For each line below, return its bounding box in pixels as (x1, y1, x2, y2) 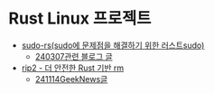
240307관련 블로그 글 (34, 51, 114, 61)
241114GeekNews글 (34, 73, 108, 84)
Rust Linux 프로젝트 (8, 8, 152, 29)
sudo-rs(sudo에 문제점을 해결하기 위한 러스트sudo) (21, 40, 205, 51)
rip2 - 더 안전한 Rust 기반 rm (21, 62, 125, 73)
